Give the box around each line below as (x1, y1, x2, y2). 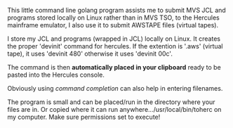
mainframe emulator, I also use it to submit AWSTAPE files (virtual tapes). (7, 21, 219, 29)
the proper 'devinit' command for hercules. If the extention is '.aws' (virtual (7, 42, 223, 50)
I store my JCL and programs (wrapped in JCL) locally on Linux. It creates (7, 34, 221, 43)
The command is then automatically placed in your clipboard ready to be (7, 63, 221, 71)
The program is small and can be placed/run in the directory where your (7, 98, 215, 106)
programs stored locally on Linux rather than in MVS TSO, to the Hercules (7, 13, 220, 22)
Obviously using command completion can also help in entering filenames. (7, 84, 223, 92)
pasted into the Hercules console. (7, 70, 105, 79)
